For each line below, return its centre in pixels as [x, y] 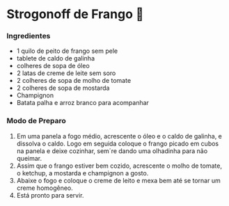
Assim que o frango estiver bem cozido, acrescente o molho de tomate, [119, 166]
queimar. [29, 158]
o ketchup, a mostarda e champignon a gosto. [82, 173]
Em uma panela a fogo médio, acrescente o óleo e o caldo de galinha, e [119, 136]
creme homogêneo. [45, 188]
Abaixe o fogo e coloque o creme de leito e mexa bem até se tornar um [118, 180]
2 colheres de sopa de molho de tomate [74, 81]
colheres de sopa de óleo [53, 66]
